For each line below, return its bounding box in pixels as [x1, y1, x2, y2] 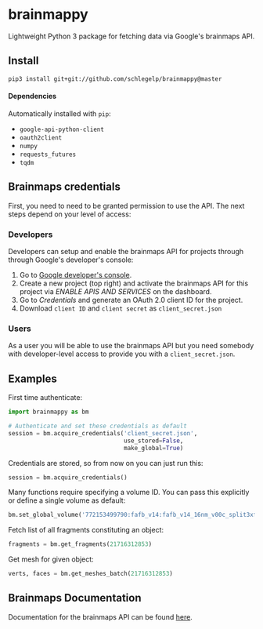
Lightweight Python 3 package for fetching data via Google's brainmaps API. [8, 31, 255, 41]
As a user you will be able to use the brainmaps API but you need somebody [8, 341, 254, 351]
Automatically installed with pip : [8, 108, 111, 118]
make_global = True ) [124, 444, 184, 452]
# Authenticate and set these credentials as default [8, 422, 188, 431]
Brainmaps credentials [8, 180, 121, 194]
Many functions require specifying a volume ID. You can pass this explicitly [8, 488, 250, 497]
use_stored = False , [124, 437, 184, 445]
